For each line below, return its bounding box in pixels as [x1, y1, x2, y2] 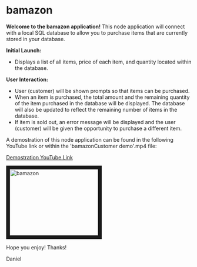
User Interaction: [6, 76, 49, 83]
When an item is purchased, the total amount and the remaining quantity [14, 94, 190, 101]
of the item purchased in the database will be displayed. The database [14, 99, 185, 106]
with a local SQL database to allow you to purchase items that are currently [6, 29, 188, 36]
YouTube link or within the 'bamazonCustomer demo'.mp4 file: [6, 142, 157, 149]
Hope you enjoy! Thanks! [6, 243, 67, 251]
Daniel [6, 255, 22, 262]
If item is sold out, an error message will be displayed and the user [14, 118, 176, 125]
